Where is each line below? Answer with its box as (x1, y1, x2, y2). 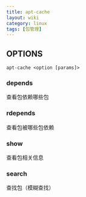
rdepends (6, 109, 36, 118)
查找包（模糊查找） (6, 184, 55, 192)
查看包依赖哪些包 (6, 93, 49, 101)
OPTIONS (6, 48, 43, 59)
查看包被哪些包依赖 (6, 123, 55, 131)
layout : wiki (6, 15, 39, 21)
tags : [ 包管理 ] (6, 26, 42, 32)
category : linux (6, 20, 47, 26)
